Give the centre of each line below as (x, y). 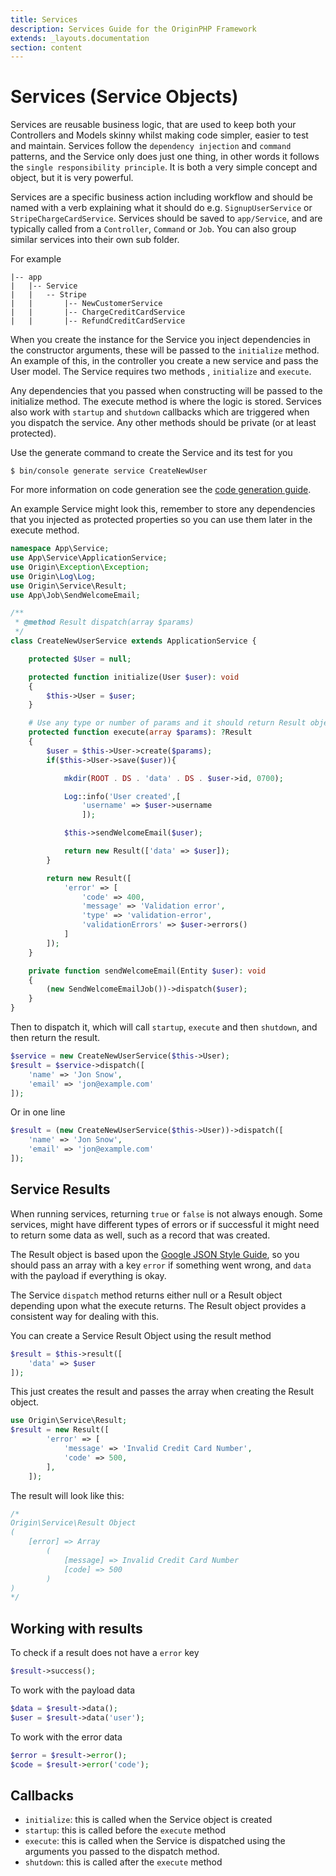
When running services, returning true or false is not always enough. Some (166, 1213)
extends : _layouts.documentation (80, 38)
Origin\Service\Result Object (73, 1523)
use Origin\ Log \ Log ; (53, 576)
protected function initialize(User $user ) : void (134, 677)
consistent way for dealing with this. (85, 1316)
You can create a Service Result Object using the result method (141, 1335)
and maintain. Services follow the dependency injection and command (151, 146)
